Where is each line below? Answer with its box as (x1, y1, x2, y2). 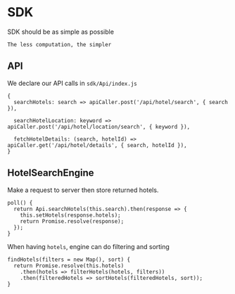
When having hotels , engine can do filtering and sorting (7, 242, 170, 250)
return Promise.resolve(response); (20, 217, 125, 225)
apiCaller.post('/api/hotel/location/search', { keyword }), (7, 123, 191, 130)
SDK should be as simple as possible (7, 27, 115, 36)
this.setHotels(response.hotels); (20, 212, 121, 219)
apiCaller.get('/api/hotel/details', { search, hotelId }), (7, 141, 188, 148)
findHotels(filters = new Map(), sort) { (7, 256, 131, 263)
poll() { (7, 199, 33, 206)
